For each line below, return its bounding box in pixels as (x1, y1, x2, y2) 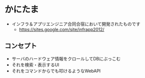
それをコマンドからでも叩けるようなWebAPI (11, 68, 101, 74)
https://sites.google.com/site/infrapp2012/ (19, 26, 105, 32)
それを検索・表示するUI (11, 61, 59, 68)
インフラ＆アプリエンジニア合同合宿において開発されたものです (11, 21, 141, 27)
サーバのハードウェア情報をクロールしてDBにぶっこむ (11, 56, 121, 61)
